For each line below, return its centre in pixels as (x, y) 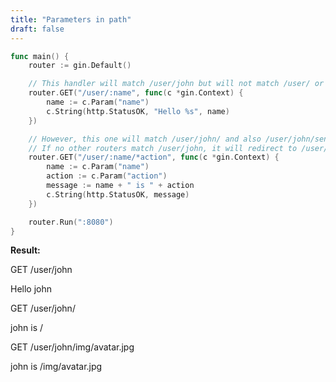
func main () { (40, 56)
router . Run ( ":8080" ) (71, 222)
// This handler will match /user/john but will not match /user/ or (176, 84)
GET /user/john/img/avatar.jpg (72, 347)
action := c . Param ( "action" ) (107, 176)
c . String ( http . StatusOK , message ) (118, 194)
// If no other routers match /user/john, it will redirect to (163, 148)
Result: (25, 250)
